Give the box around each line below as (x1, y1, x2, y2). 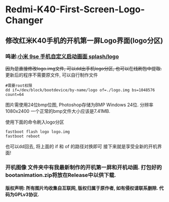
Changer (5, 14, 44, 26)
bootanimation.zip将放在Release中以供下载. (5, 171, 117, 178)
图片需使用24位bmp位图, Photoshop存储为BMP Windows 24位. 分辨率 (5, 102, 154, 108)
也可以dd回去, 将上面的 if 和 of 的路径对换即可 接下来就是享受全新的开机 (5, 143, 158, 149)
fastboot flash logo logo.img (5, 129, 70, 134)
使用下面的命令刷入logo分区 (5, 119, 64, 125)
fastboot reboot (5, 133, 40, 139)
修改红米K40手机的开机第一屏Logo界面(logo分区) (5, 36, 163, 45)
